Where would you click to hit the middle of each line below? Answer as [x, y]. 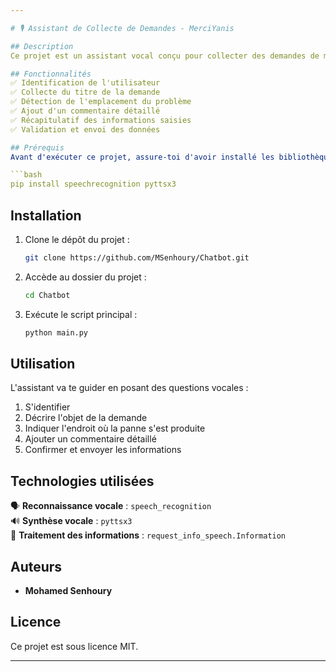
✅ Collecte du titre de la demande [85, 92]
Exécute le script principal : [81, 314]
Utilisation [43, 363]
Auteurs [36, 566]
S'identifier [47, 407]
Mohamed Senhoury [68, 590]
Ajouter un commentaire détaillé [90, 439]
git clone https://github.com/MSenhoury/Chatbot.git [137, 257]
